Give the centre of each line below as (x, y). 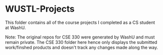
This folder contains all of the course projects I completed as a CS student (80, 22)
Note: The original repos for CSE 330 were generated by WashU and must (80, 37)
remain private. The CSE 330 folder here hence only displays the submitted (81, 42)
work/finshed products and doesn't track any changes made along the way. (81, 47)
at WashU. (15, 27)
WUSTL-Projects (40, 9)
